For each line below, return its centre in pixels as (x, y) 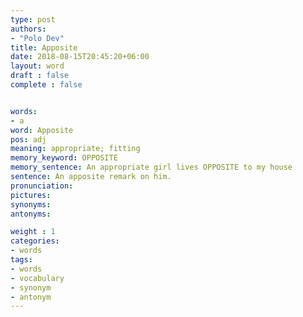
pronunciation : (42, 186)
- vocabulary (37, 278)
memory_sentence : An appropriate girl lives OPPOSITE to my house (151, 167)
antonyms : (31, 214)
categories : (35, 241)
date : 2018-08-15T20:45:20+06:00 (80, 57)
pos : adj (28, 139)
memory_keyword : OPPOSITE (64, 158)
